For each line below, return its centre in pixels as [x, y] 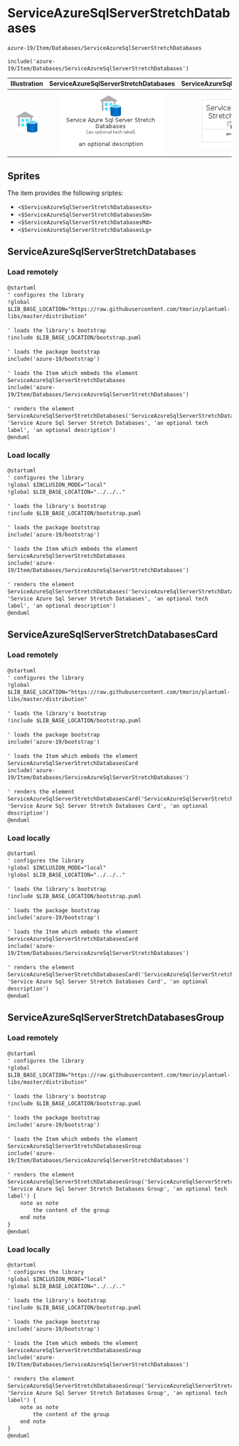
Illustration [27, 84]
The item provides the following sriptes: [65, 193]
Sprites [24, 176]
